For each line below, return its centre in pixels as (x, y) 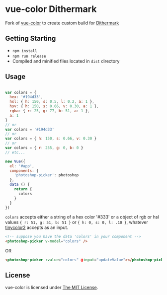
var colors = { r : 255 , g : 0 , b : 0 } (44, 148)
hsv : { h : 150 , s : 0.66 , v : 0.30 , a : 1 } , (54, 106)
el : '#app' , (22, 166)
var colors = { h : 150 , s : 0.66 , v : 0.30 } (51, 139)
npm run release (29, 56)
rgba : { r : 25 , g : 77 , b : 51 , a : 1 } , (50, 111)
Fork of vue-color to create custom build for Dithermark (62, 23)
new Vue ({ (15, 161)
